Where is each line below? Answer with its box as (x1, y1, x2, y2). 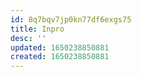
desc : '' (10, 33, 47, 43)
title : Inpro (10, 24, 65, 34)
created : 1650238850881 (10, 52, 110, 62)
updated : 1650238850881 (10, 42, 110, 53)
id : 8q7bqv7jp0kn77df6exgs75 (10, 14, 132, 25)
